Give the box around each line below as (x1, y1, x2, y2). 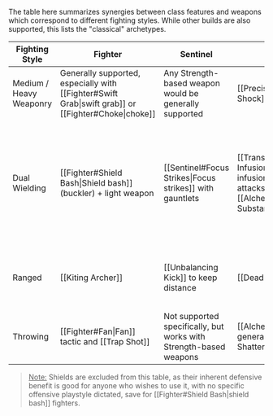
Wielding (12, 182, 46, 194)
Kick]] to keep (163, 272, 218, 283)
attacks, (236, 182, 268, 194)
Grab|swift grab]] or (59, 98, 136, 109)
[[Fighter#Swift (59, 88, 119, 99)
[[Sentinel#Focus (163, 162, 230, 173)
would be (163, 88, 199, 99)
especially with (59, 77, 118, 89)
